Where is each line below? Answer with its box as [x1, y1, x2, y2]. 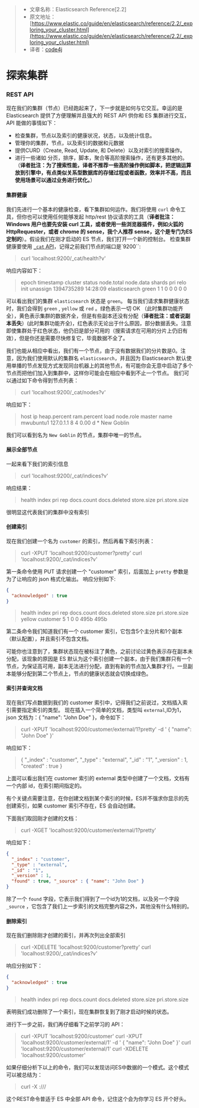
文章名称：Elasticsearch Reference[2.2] [29, 6, 127, 12]
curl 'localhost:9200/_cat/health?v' [20, 255, 106, 262]
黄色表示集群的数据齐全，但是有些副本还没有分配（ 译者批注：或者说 [18, 312, 185, 319]
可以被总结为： [6, 1071, 43, 1078]
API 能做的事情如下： [6, 119, 58, 126]
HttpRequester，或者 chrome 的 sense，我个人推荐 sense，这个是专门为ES [6, 228, 192, 235]
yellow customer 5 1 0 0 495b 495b [20, 615, 108, 622]
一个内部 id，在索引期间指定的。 [6, 782, 85, 789]
